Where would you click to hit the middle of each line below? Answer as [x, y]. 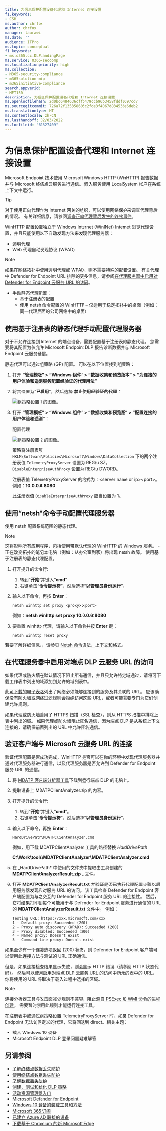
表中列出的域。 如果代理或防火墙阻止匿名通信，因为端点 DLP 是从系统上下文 [83, 721]
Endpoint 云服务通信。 [28, 354]
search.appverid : [23, 88]
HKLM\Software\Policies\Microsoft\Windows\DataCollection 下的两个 [83, 456]
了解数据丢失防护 [30, 1081]
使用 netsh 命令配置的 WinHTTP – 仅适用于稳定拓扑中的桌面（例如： [89, 305]
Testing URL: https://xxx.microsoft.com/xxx [59, 918]
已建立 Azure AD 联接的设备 [41, 1117]
